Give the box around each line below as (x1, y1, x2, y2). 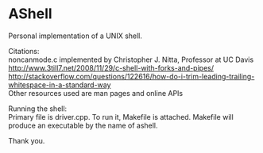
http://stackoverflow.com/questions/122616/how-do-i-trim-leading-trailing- (8, 71, 255, 81)
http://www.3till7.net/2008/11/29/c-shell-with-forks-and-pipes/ (8, 63, 215, 72)
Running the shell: (8, 104, 68, 113)
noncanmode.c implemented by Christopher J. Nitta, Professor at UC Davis (8, 55, 254, 64)
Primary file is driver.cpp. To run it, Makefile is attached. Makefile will (8, 112, 234, 121)
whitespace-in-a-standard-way (8, 80, 111, 90)
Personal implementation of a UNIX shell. (8, 31, 143, 40)
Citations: (8, 46, 40, 55)
